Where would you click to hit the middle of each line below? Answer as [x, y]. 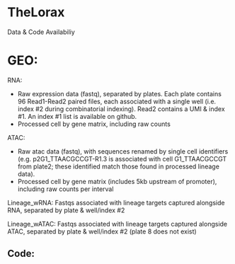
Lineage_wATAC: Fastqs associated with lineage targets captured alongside [117, 224]
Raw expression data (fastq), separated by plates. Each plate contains [119, 93]
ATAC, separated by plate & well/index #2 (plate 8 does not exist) [102, 231]
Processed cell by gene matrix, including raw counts [94, 124]
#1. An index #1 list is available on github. [77, 116]
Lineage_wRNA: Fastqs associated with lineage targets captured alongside [116, 202]
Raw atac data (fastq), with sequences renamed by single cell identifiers [123, 151]
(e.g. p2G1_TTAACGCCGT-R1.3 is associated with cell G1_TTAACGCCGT [122, 159]
